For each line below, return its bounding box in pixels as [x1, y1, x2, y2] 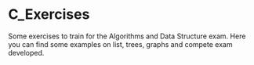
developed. [8, 48, 45, 57]
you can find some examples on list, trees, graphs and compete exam [8, 39, 233, 49]
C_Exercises [8, 5, 90, 23]
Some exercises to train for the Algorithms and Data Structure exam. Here [8, 31, 246, 41]
